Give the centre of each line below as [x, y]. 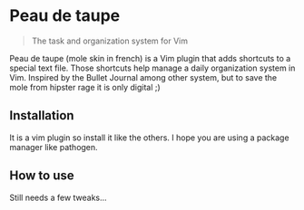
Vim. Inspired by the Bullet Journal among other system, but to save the [143, 77]
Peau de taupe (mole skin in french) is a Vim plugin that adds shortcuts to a [150, 58]
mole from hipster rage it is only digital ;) [85, 87]
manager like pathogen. [54, 147]
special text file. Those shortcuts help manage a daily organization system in [152, 68]
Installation [42, 115]
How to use [42, 176]
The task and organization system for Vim [110, 41]
